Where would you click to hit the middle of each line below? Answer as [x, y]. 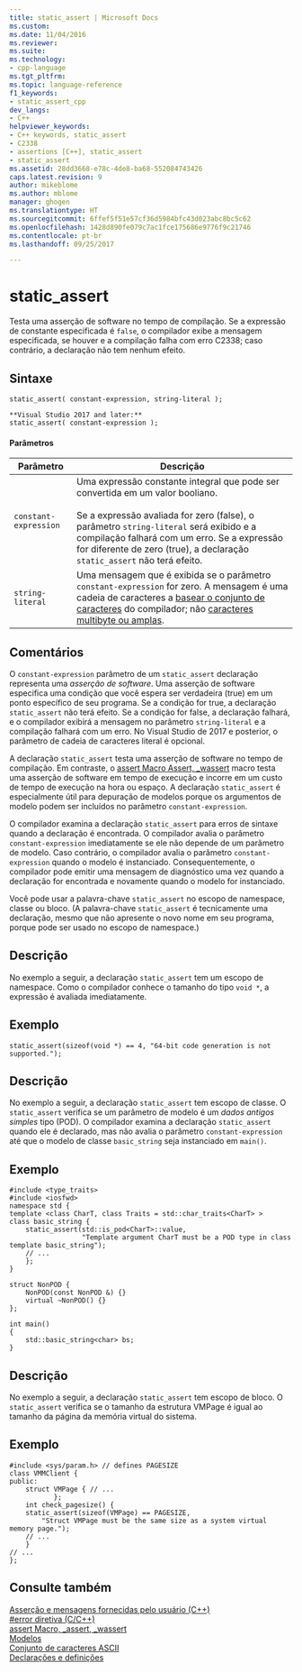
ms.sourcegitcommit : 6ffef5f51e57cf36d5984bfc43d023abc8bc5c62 [130, 219]
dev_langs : [30, 110]
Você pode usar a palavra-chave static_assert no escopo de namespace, [147, 899]
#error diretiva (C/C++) [53, 1619]
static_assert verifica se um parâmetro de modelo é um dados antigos [142, 1112]
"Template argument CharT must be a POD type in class [187, 1238]
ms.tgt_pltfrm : [38, 77]
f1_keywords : [34, 93]
